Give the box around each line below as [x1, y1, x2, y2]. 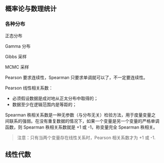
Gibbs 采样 [5, 54, 27, 59]
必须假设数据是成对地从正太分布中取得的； [12, 95, 98, 101]
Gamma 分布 [5, 43, 31, 49]
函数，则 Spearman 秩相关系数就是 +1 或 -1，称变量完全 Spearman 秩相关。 [5, 124, 158, 130]
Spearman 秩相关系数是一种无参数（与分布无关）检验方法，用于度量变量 [5, 112, 152, 118]
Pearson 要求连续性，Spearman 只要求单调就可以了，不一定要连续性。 [5, 74, 148, 80]
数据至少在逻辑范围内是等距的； [12, 101, 77, 107]
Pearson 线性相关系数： [5, 85, 53, 91]
